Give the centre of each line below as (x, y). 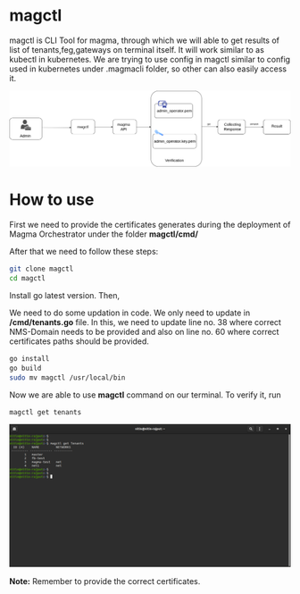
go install (29, 358)
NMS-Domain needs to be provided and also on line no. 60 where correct (144, 331)
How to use (52, 200)
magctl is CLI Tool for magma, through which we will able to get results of (144, 40)
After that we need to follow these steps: (84, 252)
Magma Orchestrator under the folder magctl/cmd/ (104, 234)
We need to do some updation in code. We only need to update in (130, 313)
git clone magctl (42, 269)
